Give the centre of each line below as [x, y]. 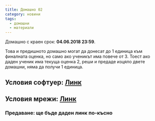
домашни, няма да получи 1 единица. [44, 67]
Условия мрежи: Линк [41, 99]
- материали [22, 28]
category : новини [23, 14]
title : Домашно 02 [24, 10]
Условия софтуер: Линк [43, 82]
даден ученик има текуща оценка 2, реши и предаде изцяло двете [75, 62]
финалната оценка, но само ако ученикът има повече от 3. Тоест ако [78, 56]
